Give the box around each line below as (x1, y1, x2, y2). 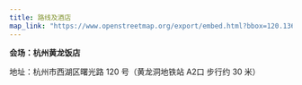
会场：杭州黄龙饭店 (9, 47, 81, 58)
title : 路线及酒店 (9, 13, 72, 22)
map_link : (9, 21, 47, 30)
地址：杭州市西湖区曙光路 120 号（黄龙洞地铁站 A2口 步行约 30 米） (9, 66, 261, 77)
